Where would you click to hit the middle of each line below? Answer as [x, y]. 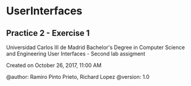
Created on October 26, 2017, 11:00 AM [54, 65]
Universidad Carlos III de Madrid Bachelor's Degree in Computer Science [96, 47]
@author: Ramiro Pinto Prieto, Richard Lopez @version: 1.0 [78, 77]
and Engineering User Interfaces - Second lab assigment [76, 54]
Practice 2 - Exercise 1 [48, 33]
